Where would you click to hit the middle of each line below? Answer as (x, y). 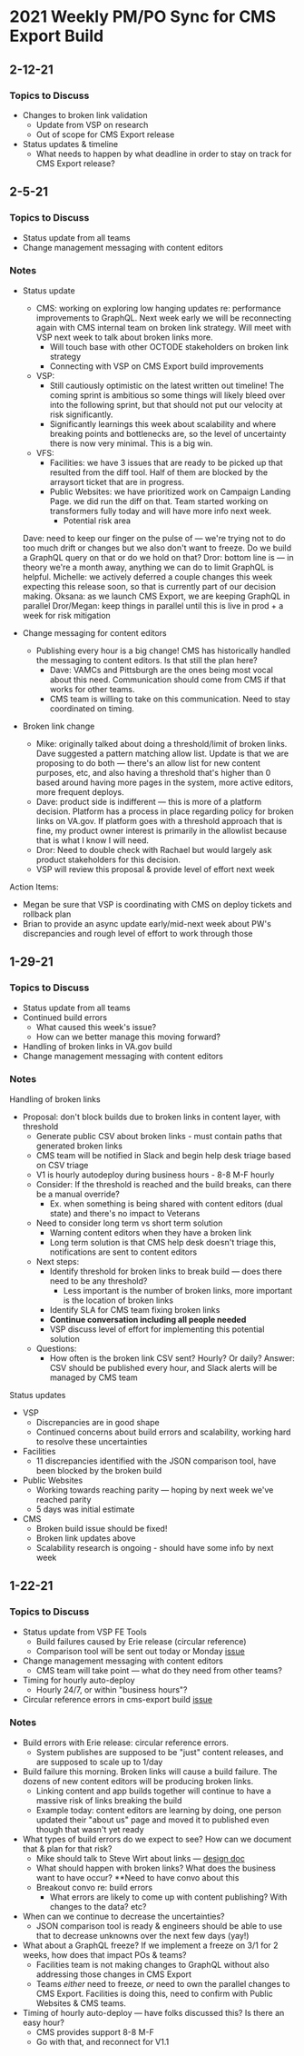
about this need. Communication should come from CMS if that (167, 680)
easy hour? (44, 2022)
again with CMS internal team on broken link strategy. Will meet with (164, 327)
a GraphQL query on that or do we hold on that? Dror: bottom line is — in (158, 557)
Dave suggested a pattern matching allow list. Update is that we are (162, 753)
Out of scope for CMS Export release (105, 134)
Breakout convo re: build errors (94, 1887)
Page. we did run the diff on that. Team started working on (159, 501)
